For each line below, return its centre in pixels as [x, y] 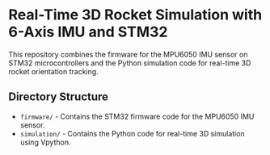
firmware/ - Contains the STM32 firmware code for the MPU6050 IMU [137, 116]
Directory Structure [59, 97]
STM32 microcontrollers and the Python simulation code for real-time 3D [130, 63]
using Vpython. [45, 142]
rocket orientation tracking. [53, 71]
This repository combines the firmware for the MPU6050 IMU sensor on [128, 54]
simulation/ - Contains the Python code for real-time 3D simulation [132, 133]
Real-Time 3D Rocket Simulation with [135, 15]
